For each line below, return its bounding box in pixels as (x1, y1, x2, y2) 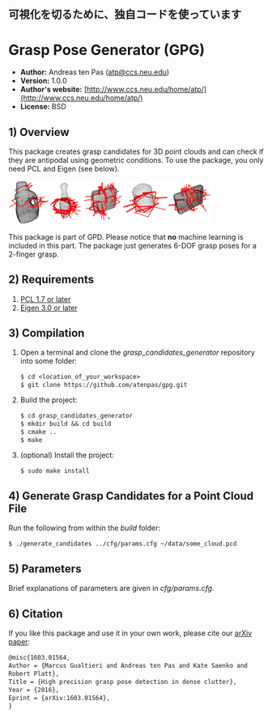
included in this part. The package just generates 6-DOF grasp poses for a (8, 240, 257, 250)
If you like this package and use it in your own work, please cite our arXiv (8, 628, 253, 638)
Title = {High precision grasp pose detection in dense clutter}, (8, 678, 237, 686)
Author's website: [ (19, 84, 87, 95)
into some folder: (19, 356, 77, 366)
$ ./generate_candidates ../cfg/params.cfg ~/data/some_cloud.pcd (8, 540, 237, 548)
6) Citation (8, 606, 63, 621)
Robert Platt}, (8, 669, 60, 678)
